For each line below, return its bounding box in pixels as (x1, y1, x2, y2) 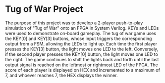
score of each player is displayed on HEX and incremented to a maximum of (5, 67, 160, 73)
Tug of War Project (5, 3, 84, 15)
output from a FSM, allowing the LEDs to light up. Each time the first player (5, 41, 158, 46)
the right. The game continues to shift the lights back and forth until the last (5, 56, 159, 62)
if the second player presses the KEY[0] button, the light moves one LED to (5, 51, 159, 57)
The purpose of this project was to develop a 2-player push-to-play (5, 20, 143, 26)
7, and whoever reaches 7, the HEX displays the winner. (5, 72, 118, 78)
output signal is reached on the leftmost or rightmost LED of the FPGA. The (5, 62, 158, 68)
